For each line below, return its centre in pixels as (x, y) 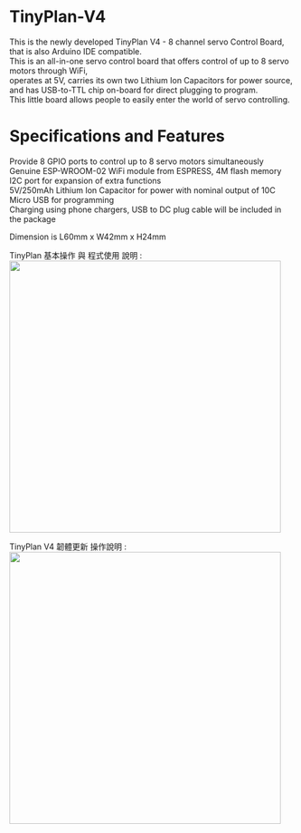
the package (33, 218)
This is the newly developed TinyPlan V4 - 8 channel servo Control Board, (147, 42)
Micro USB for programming (62, 199)
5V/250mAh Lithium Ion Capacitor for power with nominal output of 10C (142, 190)
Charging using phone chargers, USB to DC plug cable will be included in (146, 209)
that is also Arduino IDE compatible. (76, 51)
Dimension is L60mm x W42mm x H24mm (88, 237)
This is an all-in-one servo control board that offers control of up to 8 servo (149, 61)
